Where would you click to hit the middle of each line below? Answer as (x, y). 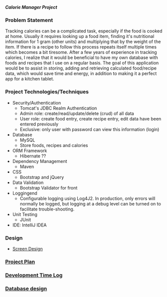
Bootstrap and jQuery (42, 177)
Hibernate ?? (33, 156)
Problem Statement (29, 20)
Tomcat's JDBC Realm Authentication (58, 108)
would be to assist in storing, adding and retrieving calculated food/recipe (81, 68)
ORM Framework (30, 150)
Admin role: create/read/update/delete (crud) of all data (77, 113)
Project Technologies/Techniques (47, 92)
